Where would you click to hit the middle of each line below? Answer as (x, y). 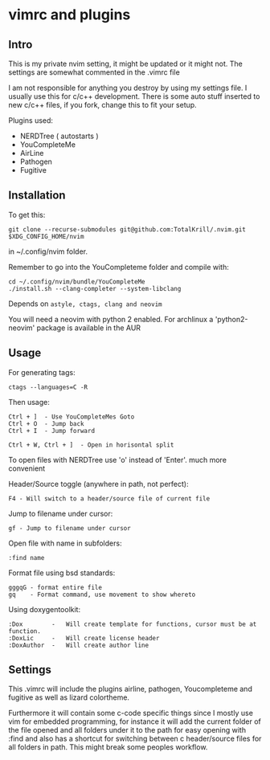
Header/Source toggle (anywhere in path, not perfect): (98, 484)
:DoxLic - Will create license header (84, 638)
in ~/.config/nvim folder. (48, 251)
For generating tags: (42, 372)
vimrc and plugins (70, 15)
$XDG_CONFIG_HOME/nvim (46, 236)
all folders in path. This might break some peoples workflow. (108, 747)
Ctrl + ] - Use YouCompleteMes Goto (72, 417)
